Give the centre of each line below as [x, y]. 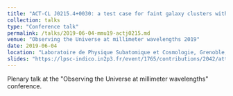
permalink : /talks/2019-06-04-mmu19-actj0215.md [79, 33]
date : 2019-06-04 [32, 46]
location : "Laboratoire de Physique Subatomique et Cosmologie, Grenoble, [118, 53]
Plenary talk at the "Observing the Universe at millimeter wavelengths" [108, 79]
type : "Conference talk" [43, 26]
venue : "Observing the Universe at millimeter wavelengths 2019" [103, 40]
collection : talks [34, 20]
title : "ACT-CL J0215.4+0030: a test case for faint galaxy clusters [110, 14]
